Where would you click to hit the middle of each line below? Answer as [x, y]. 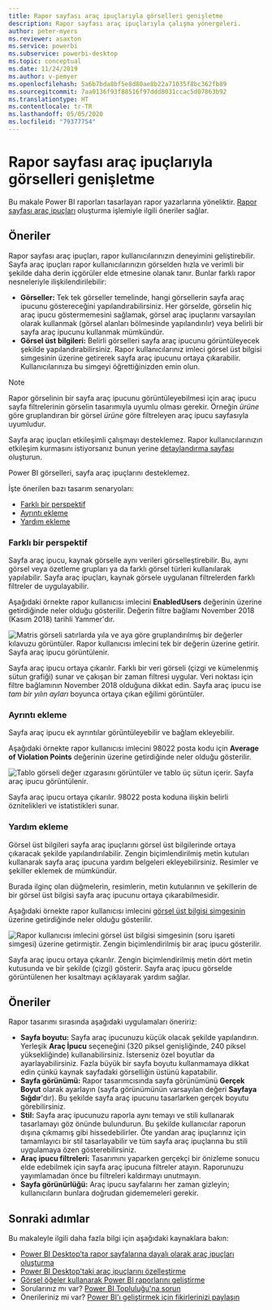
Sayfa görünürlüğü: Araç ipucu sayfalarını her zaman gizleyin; [125, 1185]
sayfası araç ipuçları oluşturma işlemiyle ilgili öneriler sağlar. [109, 210]
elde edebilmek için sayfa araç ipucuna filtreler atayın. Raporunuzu [132, 1167]
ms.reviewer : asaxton [45, 39]
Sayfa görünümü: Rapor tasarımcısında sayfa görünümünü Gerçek [132, 1081]
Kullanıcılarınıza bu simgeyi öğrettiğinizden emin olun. [110, 366]
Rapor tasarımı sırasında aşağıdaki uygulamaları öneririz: [103, 1022]
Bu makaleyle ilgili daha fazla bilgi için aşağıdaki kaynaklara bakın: [119, 1238]
